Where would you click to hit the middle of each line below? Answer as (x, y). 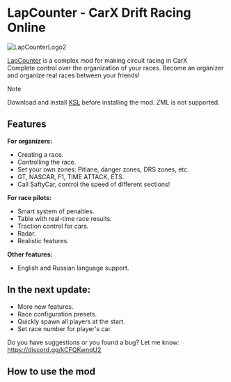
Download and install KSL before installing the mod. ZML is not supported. (114, 102)
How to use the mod (51, 371)
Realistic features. (43, 240)
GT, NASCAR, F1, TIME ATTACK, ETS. (71, 176)
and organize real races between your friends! (74, 75)
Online (27, 28)
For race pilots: (30, 197)
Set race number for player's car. (65, 328)
